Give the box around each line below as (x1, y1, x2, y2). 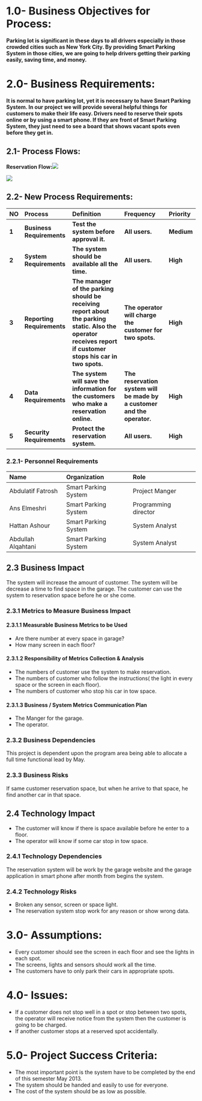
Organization (66, 473, 105, 481)
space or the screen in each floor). (14, 681, 101, 688)
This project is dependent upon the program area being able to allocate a (6, 750, 188, 757)
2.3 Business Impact (6, 563, 85, 573)
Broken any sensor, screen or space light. (14, 901, 118, 909)
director (132, 508, 155, 516)
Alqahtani (9, 542, 36, 551)
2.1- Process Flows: (6, 146, 81, 157)
